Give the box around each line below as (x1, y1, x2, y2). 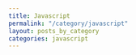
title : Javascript (8, 11, 70, 20)
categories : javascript (8, 34, 89, 43)
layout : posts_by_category (8, 27, 100, 35)
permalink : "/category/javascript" (8, 19, 129, 27)
